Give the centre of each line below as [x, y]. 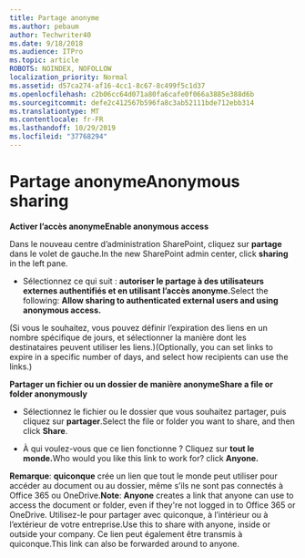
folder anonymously [49, 394]
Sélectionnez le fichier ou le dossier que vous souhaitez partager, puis [154, 411]
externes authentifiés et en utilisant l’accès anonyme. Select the [145, 290]
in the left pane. [39, 263]
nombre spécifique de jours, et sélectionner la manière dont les [128, 337]
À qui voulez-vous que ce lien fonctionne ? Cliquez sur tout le [138, 449]
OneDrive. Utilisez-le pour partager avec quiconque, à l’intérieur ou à [139, 514]
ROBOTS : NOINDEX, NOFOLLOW [61, 69]
